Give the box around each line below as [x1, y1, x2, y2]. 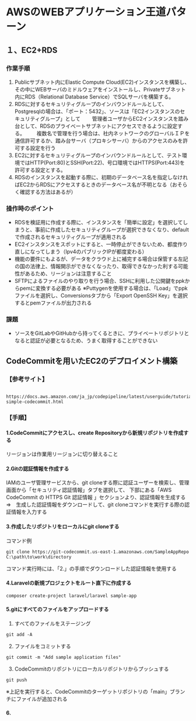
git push [6, 677, 27, 683]
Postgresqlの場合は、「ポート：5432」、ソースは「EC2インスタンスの [14, 108, 180, 115]
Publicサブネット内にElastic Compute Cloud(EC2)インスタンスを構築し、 [14, 78, 190, 86]
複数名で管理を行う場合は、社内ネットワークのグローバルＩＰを [36, 129, 190, 136]
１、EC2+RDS [6, 45, 58, 55]
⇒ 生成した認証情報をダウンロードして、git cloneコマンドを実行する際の [6, 501, 185, 508]
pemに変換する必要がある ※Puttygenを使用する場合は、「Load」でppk [19, 285, 188, 292]
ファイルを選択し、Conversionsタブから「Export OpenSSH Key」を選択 [14, 292, 188, 299]
